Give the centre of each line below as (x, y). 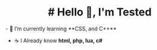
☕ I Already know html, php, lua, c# (58, 40)
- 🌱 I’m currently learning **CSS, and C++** (61, 29)
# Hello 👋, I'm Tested (100, 12)
